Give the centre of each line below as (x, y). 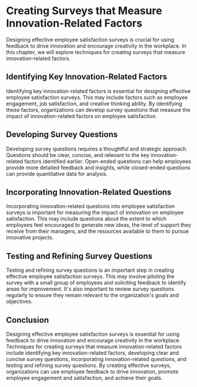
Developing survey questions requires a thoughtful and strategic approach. (97, 149)
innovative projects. (30, 238)
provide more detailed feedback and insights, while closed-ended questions (98, 167)
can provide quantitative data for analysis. (57, 174)
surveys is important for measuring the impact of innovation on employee (95, 212)
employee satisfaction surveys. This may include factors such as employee (97, 97)
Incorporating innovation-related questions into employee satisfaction (91, 206)
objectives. (19, 302)
